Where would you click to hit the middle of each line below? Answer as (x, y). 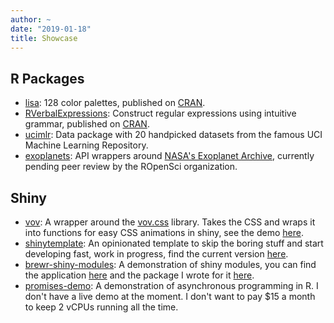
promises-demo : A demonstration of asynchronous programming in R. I (171, 285)
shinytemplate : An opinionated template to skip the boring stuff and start (174, 243)
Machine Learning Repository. (86, 145)
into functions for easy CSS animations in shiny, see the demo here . (164, 232)
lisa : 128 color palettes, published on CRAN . (115, 103)
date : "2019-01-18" (51, 29)
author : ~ (31, 19)
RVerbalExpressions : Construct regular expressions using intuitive (160, 113)
